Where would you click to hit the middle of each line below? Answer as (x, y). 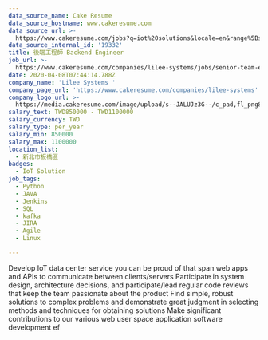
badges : (21, 164)
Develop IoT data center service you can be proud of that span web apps (128, 267)
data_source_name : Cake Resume (60, 16)
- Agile (28, 231)
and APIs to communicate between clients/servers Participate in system (126, 276)
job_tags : (25, 179)
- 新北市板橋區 (37, 156)
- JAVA (26, 194)
